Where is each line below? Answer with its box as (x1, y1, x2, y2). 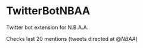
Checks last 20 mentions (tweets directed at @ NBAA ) (6, 35, 138, 42)
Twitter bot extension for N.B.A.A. (6, 24, 89, 31)
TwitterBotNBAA (6, 4, 91, 18)
